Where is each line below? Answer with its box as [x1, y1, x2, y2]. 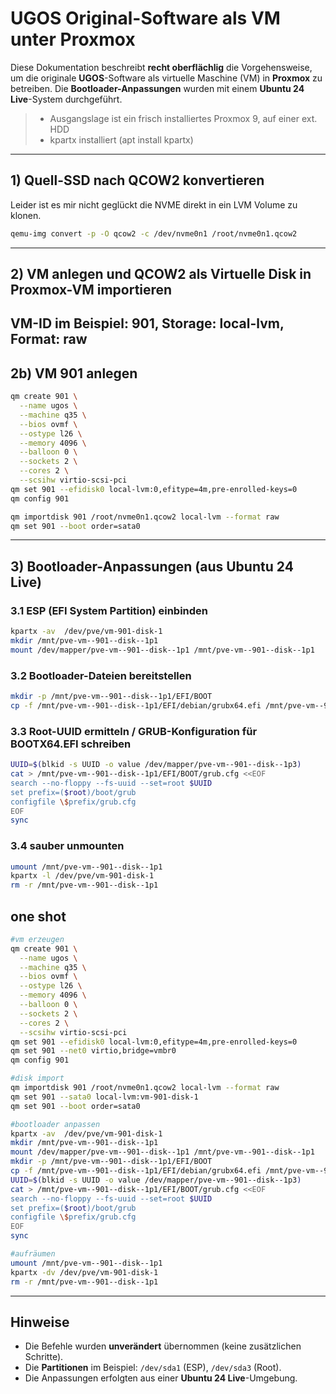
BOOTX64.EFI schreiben [10, 737, 132, 751]
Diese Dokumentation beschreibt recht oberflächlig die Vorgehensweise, [10, 61, 313, 73]
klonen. [10, 209, 42, 221]
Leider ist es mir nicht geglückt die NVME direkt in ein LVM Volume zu [10, 198, 298, 211]
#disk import [10, 1073, 65, 1084]
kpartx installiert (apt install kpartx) [49, 133, 194, 146]
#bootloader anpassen [10, 1119, 101, 1129]
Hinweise [10, 1314, 70, 1331]
